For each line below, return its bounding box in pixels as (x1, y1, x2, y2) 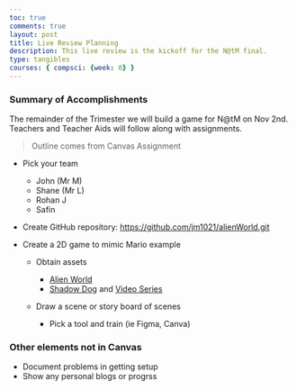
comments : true (9, 22, 67, 31)
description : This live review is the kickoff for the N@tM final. (9, 47, 268, 56)
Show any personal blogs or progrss (22, 371, 157, 382)
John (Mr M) (35, 176, 83, 186)
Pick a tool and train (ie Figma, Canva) (49, 319, 191, 330)
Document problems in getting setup (22, 361, 159, 372)
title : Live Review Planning (9, 38, 119, 48)
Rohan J (35, 195, 67, 205)
